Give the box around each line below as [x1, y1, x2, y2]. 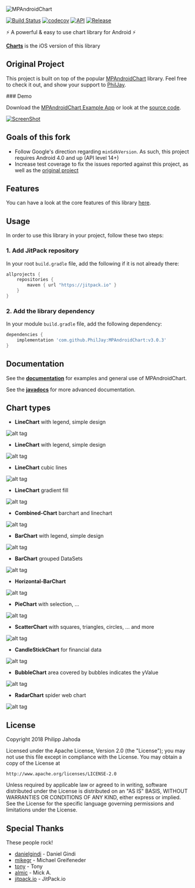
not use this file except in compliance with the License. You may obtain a [6, 753, 182, 760]
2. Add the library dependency [6, 307, 95, 315]
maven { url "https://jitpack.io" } [27, 282, 117, 288]
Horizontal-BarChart [14, 578, 66, 585]
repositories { [16, 277, 54, 283]
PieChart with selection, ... [14, 601, 79, 608]
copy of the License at [6, 760, 60, 767]
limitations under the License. [6, 806, 78, 813]
